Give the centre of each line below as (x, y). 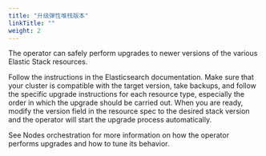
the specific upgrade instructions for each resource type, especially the (127, 94)
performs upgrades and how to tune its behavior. (89, 144)
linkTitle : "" (32, 23)
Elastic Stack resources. (48, 62)
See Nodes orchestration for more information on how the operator (119, 135)
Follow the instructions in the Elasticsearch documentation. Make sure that (131, 78)
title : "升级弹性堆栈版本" (48, 16)
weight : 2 (25, 30)
